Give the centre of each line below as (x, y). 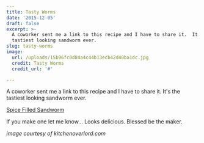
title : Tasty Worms (31, 12)
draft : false (23, 23)
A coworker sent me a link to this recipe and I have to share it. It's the (93, 92)
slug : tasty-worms (30, 46)
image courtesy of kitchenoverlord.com (56, 134)
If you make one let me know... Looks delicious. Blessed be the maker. (94, 122)
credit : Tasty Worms (38, 63)
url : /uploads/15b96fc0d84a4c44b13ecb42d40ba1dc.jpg (80, 57)
